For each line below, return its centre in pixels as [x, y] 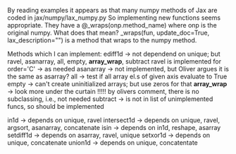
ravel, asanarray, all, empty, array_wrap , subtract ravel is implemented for [114, 61]
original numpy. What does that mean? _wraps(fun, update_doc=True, [108, 32]
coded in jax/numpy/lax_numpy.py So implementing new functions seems [114, 18]
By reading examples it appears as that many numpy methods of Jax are [112, 10]
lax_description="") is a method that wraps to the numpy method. [102, 40]
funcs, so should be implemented [56, 106]
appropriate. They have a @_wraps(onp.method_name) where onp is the [112, 25]
